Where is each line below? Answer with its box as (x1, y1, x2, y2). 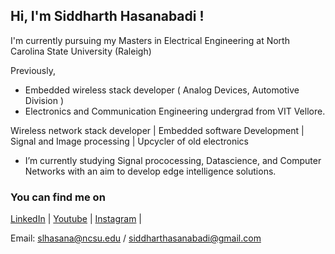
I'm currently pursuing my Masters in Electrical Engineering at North (10, 34, 290, 46)
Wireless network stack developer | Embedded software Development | (10, 124, 305, 136)
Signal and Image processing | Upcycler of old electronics (10, 135, 250, 147)
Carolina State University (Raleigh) (10, 45, 152, 57)
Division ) (24, 94, 65, 106)
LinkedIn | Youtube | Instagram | (10, 213, 142, 225)
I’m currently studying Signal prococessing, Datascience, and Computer (24, 154, 322, 166)
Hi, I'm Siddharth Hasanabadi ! (10, 8, 205, 25)
